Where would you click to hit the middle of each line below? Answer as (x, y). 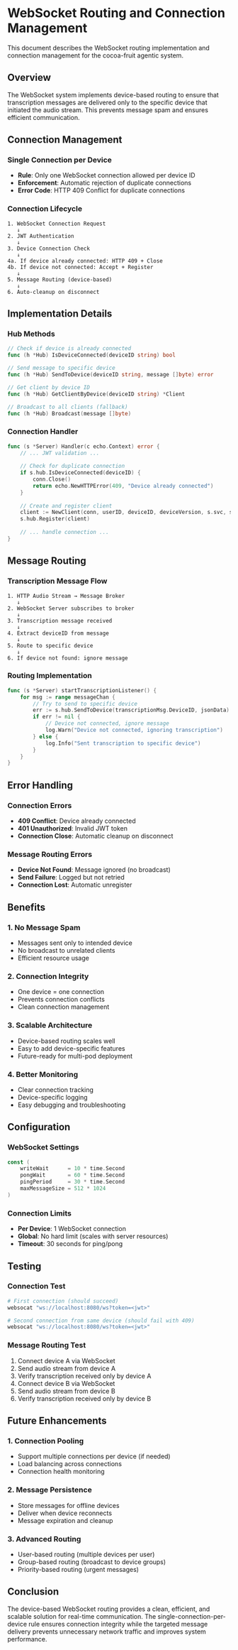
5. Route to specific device (50, 645)
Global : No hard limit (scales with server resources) (93, 1236)
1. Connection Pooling (46, 1441)
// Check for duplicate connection (73, 466)
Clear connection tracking (56, 1089)
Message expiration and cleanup (65, 1520)
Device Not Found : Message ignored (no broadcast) (94, 870)
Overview (29, 78)
